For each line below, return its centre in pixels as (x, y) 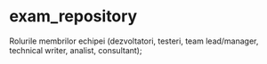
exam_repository (73, 16)
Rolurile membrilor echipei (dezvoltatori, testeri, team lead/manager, (134, 41)
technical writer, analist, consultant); (76, 50)
